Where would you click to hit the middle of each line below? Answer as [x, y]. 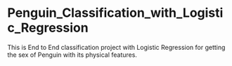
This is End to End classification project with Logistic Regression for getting [116, 47]
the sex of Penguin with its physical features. [72, 55]
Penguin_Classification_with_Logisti [115, 13]
